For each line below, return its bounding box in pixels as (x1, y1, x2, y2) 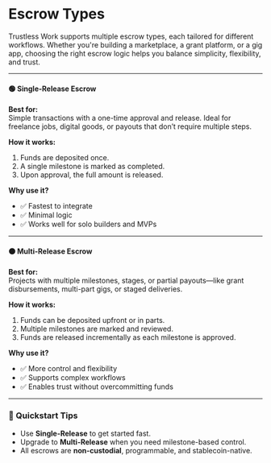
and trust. (8, 57, 40, 67)
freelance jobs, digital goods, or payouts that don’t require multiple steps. (8, 122, 252, 131)
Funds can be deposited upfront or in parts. (19, 316, 165, 325)
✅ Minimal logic (19, 210, 73, 220)
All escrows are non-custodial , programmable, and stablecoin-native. (19, 445, 252, 455)
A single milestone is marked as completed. (19, 162, 165, 172)
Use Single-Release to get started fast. (19, 428, 152, 438)
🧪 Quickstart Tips (8, 410, 78, 421)
